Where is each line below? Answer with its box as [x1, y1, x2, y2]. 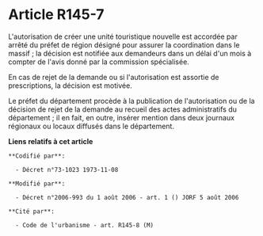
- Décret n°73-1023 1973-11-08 [15, 166, 119, 173]
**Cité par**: [8, 207, 55, 215]
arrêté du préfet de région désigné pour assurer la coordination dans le [8, 40, 240, 49]
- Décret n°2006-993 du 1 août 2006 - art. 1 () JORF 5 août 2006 [15, 193, 239, 201]
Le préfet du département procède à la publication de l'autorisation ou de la [8, 96, 255, 105]
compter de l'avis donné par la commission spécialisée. [8, 57, 190, 67]
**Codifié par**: [8, 152, 66, 160]
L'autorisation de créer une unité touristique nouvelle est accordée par [8, 32, 238, 41]
